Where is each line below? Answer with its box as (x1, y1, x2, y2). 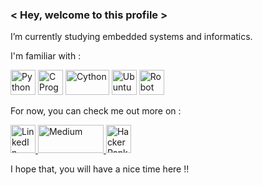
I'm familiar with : (10, 50, 82, 62)
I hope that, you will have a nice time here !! (10, 163, 190, 175)
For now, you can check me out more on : (10, 105, 182, 117)
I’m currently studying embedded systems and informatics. (10, 31, 253, 43)
